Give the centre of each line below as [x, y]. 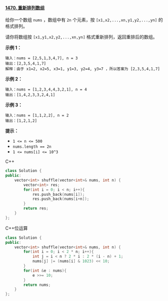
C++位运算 [16, 228]
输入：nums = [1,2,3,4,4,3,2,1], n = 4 [46, 90]
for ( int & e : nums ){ [45, 271]
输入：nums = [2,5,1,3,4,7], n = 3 [41, 58]
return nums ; [37, 285]
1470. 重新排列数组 [25, 8]
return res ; [36, 208]
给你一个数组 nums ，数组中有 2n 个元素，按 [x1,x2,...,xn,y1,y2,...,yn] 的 [84, 20]
